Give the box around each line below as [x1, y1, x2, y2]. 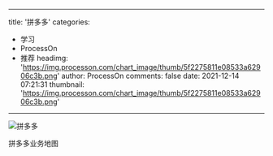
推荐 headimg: [19, 54, 69, 63]
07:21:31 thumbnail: [19, 80, 85, 89]
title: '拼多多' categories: [8, 17, 91, 27]
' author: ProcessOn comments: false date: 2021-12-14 [57, 71, 240, 80]
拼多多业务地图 [8, 139, 58, 148]
